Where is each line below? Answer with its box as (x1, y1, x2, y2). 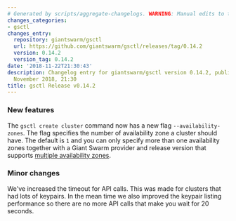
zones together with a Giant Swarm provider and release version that (7, 143, 206, 152)
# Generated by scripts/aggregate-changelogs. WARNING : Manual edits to (7, 10, 225, 18)
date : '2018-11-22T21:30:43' (7, 62, 93, 69)
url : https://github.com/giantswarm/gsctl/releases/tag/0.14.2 (13, 43, 202, 50)
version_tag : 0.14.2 (13, 56, 74, 63)
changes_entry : (7, 29, 52, 37)
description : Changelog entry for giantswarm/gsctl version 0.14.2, (7, 69, 212, 76)
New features (7, 105, 55, 115)
